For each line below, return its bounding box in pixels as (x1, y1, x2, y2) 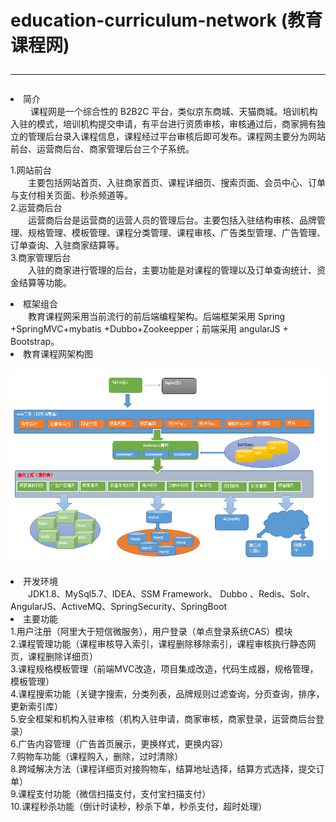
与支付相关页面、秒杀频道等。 (10, 189, 133, 201)
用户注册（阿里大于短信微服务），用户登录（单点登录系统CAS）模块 (16, 626, 293, 638)
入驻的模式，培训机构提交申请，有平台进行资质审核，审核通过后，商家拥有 (10, 118, 317, 130)
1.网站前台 (10, 164, 52, 176)
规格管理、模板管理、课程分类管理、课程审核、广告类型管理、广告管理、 (27, 227, 326, 239)
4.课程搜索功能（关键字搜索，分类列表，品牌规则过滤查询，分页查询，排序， (10, 688, 325, 700)
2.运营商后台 (10, 202, 63, 214)
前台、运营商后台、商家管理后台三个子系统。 (10, 143, 195, 155)
